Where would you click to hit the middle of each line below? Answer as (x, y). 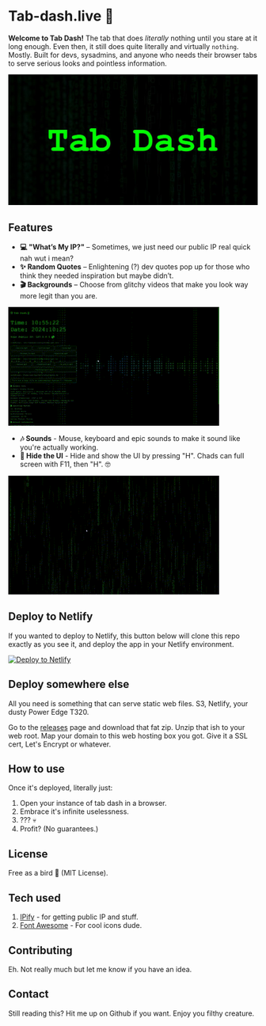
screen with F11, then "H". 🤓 (65, 464)
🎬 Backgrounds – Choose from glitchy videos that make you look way (134, 285)
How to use (36, 769)
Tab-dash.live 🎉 (61, 16)
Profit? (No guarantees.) (59, 829)
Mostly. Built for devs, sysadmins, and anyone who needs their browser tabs (133, 55)
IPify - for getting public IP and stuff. (79, 917)
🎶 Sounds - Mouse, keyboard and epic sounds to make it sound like (130, 439)
